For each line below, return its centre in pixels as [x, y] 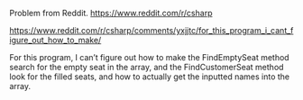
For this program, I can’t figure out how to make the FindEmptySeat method [150, 57]
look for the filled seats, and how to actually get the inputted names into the [150, 77]
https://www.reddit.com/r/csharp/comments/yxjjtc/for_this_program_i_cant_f [151, 30]
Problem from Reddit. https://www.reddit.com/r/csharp [111, 13]
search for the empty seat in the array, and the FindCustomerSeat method [147, 67]
